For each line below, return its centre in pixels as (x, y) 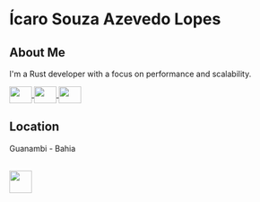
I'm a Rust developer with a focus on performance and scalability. (130, 74)
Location (35, 127)
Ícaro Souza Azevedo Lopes (115, 19)
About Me (37, 53)
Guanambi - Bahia (43, 148)
